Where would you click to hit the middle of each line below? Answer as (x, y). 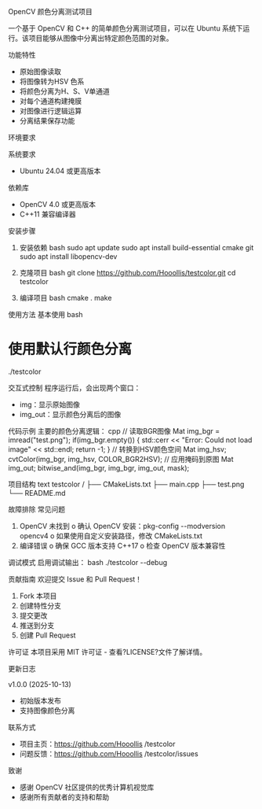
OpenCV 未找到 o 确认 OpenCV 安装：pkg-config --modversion (122, 526)
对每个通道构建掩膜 (51, 101)
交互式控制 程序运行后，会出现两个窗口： (75, 387)
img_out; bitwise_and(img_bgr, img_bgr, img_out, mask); (99, 467)
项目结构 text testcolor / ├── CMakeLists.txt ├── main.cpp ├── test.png (126, 484)
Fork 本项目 (38, 596)
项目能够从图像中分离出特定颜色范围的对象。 (101, 38)
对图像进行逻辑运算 (51, 111)
